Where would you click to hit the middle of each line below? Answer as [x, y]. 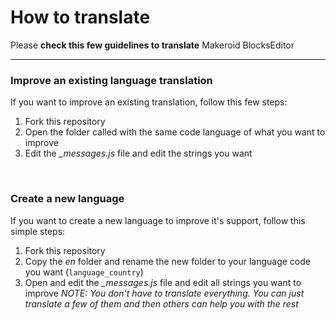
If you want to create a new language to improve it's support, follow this [158, 220]
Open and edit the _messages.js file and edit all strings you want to [163, 282]
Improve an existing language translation [111, 80]
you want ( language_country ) [84, 272]
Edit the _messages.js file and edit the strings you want [138, 153]
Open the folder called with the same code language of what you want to [175, 132]
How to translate [80, 17]
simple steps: [38, 231]
